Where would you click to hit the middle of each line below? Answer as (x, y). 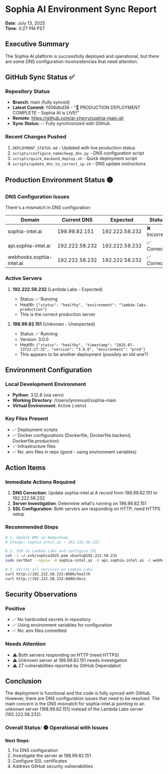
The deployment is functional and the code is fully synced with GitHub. (78, 693)
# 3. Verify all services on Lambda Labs (49, 569)
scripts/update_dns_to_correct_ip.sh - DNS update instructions (79, 163)
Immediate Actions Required (40, 482)
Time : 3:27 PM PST (25, 28)
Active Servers (24, 278)
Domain (30, 220)
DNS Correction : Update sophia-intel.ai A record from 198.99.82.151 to (85, 493)
